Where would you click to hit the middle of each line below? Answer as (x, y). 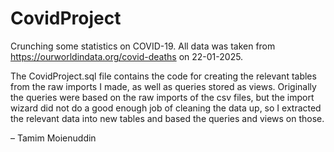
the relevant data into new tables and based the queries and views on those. (167, 118)
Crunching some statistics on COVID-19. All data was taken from (143, 46)
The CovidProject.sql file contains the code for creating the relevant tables (163, 76)
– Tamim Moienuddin (53, 138)
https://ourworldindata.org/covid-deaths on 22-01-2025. (127, 56)
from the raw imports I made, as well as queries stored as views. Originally (163, 86)
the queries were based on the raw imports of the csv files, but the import (162, 97)
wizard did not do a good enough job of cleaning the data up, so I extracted (166, 108)
